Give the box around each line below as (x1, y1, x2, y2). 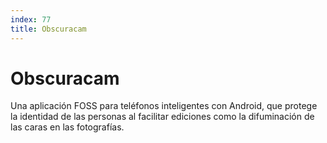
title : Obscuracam (10, 24, 87, 34)
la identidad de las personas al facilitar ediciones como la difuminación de (10, 111, 315, 123)
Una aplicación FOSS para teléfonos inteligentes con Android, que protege (10, 100, 318, 112)
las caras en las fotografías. (10, 121, 125, 133)
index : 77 (10, 14, 52, 25)
